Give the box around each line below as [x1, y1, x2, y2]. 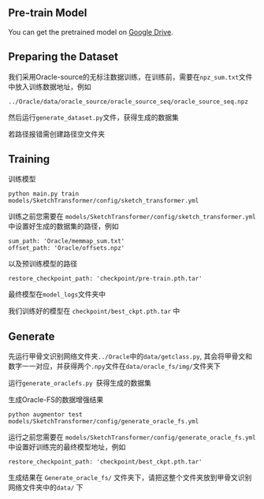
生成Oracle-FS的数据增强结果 [8, 395, 104, 404]
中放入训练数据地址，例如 [8, 82, 91, 91]
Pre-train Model [8, 6, 87, 20]
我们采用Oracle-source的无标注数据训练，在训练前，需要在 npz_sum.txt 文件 [8, 72, 253, 81]
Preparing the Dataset [8, 50, 119, 64]
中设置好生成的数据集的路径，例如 [8, 222, 119, 231]
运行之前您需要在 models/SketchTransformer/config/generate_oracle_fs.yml [8, 433, 256, 442]
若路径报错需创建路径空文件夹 [8, 129, 105, 139]
